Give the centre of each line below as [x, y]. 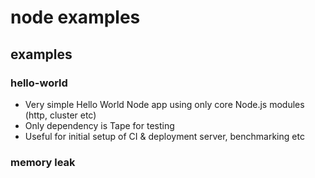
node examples [75, 17]
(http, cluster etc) [60, 115]
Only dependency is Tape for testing [99, 125]
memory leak [43, 162]
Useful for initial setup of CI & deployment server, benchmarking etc [164, 136]
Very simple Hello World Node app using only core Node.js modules [164, 104]
